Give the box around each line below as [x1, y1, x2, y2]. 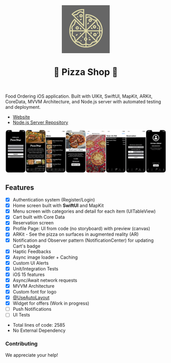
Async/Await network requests [12, 277, 78, 283]
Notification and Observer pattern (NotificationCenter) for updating [12, 237, 154, 243]
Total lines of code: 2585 [12, 322, 65, 328]
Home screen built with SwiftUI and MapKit [12, 202, 104, 209]
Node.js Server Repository [12, 119, 68, 125]
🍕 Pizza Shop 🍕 [53, 66, 118, 78]
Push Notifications [12, 306, 52, 312]
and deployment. [5, 104, 41, 110]
